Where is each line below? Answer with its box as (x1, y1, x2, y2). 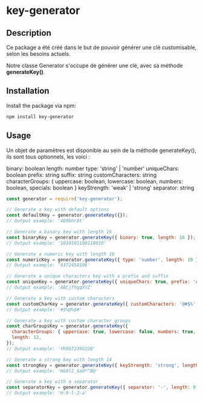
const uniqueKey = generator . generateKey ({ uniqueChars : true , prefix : (6, 279, 190, 285)
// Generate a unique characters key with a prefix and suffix (6, 273, 169, 279)
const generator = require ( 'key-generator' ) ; (6, 196, 123, 202)
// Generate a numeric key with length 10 (6, 251, 115, 257)
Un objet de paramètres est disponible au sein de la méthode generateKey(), (6, 147, 196, 154)
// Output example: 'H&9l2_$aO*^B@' (6, 367, 98, 374)
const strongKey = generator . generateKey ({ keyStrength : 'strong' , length (6, 362, 199, 368)
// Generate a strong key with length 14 (6, 357, 112, 363)
